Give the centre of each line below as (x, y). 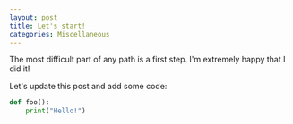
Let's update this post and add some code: (88, 87)
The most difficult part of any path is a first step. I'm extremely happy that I (147, 60)
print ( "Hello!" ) (56, 111)
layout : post (34, 17)
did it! (20, 69)
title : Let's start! (48, 26)
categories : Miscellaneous (60, 34)
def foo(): (30, 103)
